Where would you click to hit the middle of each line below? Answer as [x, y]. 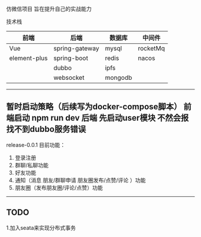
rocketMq [151, 48]
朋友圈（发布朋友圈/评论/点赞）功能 [59, 187]
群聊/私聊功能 [32, 165]
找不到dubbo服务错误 [46, 129]
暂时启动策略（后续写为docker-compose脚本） [94, 107]
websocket [69, 78]
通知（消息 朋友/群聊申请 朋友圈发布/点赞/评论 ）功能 [80, 180]
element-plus [28, 58]
